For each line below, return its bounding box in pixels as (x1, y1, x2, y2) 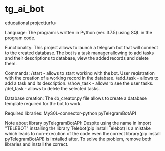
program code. (5, 35, 36, 41)
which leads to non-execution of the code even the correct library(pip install (5, 130, 161, 136)
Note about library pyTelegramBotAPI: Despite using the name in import (5, 120, 151, 126)
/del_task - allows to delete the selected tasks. (5, 85, 100, 91)
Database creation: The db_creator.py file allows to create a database (5, 95, 147, 101)
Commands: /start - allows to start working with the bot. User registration (5, 70, 155, 75)
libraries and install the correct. (5, 141, 69, 147)
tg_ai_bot (5, 3, 44, 15)
